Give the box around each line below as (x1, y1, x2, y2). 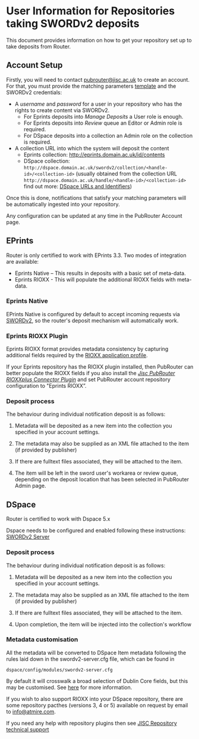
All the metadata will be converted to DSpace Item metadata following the (6, 649, 187, 656)
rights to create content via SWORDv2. (14, 106, 110, 114)
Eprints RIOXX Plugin (6, 332, 68, 340)
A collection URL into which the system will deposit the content (14, 144, 169, 151)
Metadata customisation (6, 635, 78, 644)
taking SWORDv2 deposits (6, 17, 140, 30)
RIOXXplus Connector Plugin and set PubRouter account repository (6, 376, 171, 383)
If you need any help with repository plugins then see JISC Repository (6, 719, 177, 726)
